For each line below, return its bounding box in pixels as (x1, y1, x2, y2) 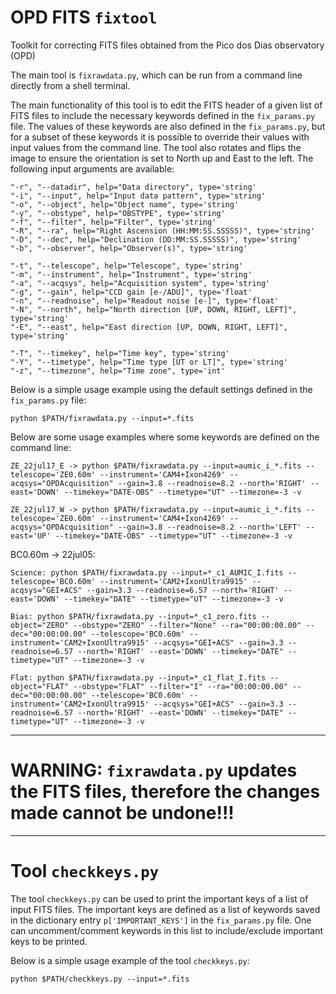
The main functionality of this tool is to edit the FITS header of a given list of (10, 99, 323, 111)
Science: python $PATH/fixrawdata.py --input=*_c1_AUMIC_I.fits (10, 567, 284, 578)
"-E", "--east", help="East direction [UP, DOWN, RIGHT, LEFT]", (10, 322, 288, 332)
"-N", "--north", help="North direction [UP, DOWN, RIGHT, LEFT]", (10, 304, 298, 315)
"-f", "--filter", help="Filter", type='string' (10, 217, 217, 227)
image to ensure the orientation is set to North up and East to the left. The (10, 152, 314, 164)
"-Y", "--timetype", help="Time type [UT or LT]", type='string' (10, 357, 288, 367)
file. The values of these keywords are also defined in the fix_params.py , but (10, 120, 326, 132)
